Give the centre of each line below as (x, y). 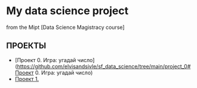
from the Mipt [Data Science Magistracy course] (65, 27)
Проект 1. (27, 79)
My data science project (67, 11)
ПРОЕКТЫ (26, 46)
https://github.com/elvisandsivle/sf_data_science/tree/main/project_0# (104, 66)
